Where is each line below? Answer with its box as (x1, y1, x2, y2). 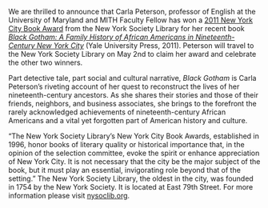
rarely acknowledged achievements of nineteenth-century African (8, 107, 226, 117)
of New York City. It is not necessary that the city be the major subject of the (8, 157, 261, 166)
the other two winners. (8, 58, 83, 67)
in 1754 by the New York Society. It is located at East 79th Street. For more (8, 182, 254, 191)
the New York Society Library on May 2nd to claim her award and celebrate (8, 50, 257, 58)
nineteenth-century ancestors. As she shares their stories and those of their (8, 90, 258, 99)
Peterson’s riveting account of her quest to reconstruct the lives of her (8, 82, 240, 91)
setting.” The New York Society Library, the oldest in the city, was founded (8, 174, 254, 183)
